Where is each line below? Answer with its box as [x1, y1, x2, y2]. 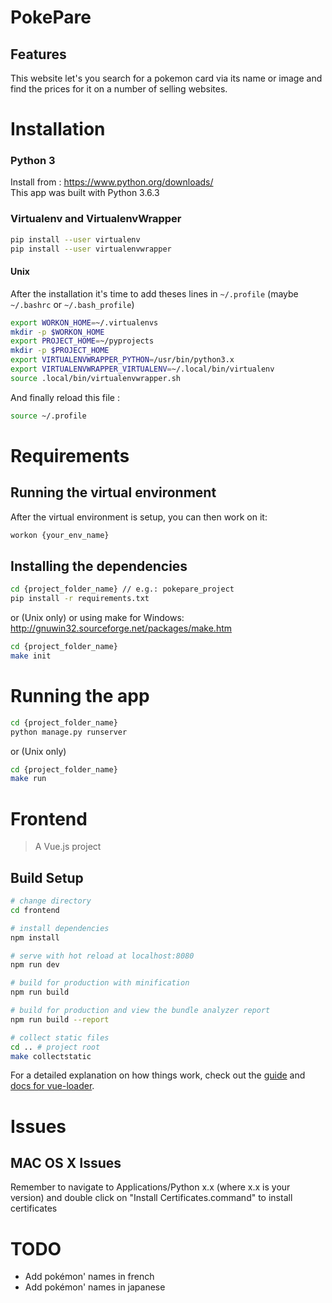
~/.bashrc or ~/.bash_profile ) [10, 298, 135, 310]
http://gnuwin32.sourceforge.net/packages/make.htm [10, 622, 233, 635]
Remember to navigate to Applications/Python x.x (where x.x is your [10, 1181, 291, 1193]
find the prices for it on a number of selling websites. [10, 83, 228, 95]
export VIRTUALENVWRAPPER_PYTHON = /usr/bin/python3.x [10, 355, 235, 365]
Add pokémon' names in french [24, 1271, 155, 1283]
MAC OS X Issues [10, 1155, 122, 1172]
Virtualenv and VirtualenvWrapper [10, 212, 182, 226]
